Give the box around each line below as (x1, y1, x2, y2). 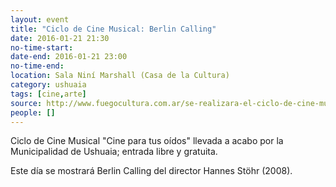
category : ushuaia (10, 80, 87, 90)
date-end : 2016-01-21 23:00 (10, 52, 128, 62)
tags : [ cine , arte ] (10, 89, 87, 99)
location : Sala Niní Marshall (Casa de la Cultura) (10, 71, 230, 81)
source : (10, 98, 43, 108)
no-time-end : (10, 61, 65, 71)
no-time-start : (10, 42, 74, 53)
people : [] (10, 107, 56, 118)
